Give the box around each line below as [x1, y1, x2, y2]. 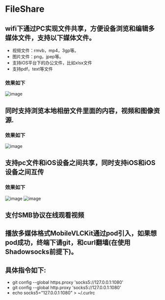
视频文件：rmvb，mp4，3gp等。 [12, 48, 79, 53]
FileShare [5, 3, 45, 15]
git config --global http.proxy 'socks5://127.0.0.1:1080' [12, 285, 121, 291]
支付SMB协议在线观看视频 [5, 211, 84, 220]
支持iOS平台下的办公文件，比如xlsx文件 [12, 60, 92, 66]
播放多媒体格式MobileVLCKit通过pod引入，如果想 [5, 229, 157, 237]
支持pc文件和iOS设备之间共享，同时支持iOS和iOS [5, 159, 156, 167]
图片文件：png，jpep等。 [12, 54, 64, 60]
